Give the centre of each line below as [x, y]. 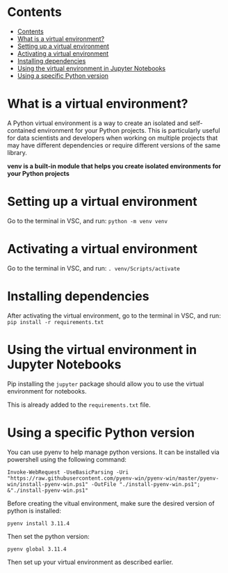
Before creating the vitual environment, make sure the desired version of [111, 503]
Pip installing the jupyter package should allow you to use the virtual [106, 384]
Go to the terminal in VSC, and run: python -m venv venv [88, 220]
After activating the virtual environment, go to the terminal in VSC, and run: [114, 315]
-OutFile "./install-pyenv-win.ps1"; [146, 484]
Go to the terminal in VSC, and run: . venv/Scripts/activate [94, 268]
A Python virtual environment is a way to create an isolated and [98, 123]
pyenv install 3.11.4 [39, 523]
